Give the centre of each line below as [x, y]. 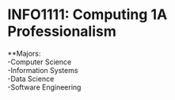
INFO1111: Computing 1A [87, 15]
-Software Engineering [44, 87]
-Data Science [31, 79]
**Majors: [24, 53]
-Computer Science [40, 62]
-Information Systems [43, 70]
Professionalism [62, 31]
